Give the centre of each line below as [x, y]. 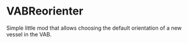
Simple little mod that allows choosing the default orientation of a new [94, 28]
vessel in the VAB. [29, 34]
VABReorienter [45, 11]
